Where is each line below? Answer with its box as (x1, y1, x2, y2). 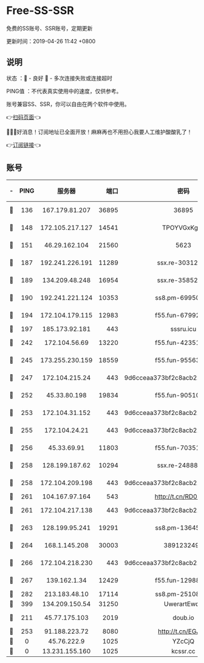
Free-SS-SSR (6, 4, 74, 18)
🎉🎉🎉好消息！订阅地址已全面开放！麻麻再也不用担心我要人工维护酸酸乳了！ (6, 128, 192, 135)
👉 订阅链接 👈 (6, 141, 41, 148)
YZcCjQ (172, 637, 195, 645)
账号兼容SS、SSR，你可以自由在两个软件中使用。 (6, 100, 130, 107)
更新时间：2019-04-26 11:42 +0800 (6, 37, 96, 44)
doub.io (172, 613, 194, 622)
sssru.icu (170, 324, 197, 333)
